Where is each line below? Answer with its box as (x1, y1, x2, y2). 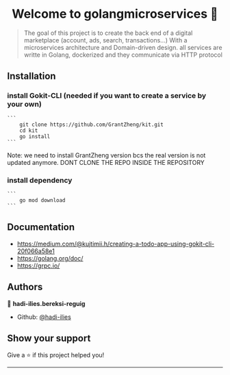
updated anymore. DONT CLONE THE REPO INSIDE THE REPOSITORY (7, 158, 205, 166)
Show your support (7, 332, 91, 344)
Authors (7, 281, 43, 293)
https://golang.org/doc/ (16, 254, 84, 262)
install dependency (7, 175, 73, 185)
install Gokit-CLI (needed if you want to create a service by (7, 91, 207, 101)
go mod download (19, 196, 66, 204)
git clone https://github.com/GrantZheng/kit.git (19, 121, 164, 128)
